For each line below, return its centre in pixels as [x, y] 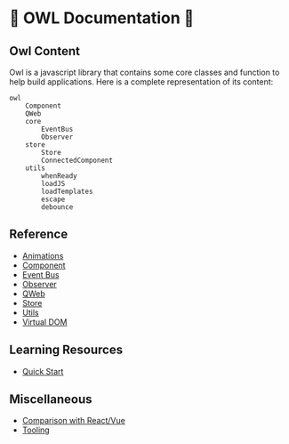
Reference [39, 234]
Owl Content [44, 51]
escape [53, 199]
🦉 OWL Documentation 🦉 [102, 18]
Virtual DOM [44, 322]
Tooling [36, 430]
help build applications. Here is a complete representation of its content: [141, 82]
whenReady [59, 176]
